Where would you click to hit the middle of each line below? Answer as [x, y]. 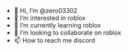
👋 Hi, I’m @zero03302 [46, 11]
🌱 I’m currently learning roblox [57, 25]
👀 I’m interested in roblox [50, 18]
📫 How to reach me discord [55, 40]
